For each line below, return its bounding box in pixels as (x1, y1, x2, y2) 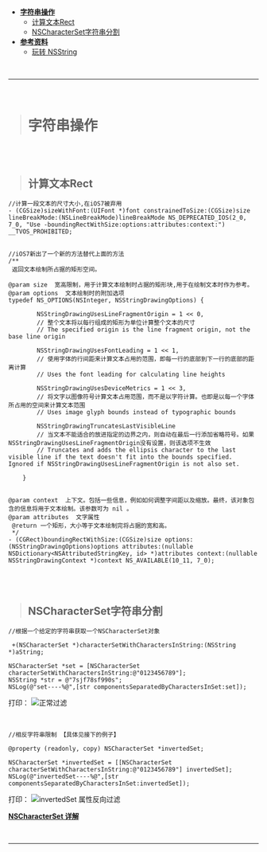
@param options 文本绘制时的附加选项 (8, 290, 125, 298)
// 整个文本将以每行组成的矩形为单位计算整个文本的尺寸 (37, 319, 196, 327)
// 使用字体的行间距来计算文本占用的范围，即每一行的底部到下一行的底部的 (37, 355, 249, 363)
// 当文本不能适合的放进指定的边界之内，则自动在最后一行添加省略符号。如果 (37, 431, 254, 439)
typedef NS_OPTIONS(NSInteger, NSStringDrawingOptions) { (8, 296, 204, 305)
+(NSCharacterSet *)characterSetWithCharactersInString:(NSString (11, 641, 237, 649)
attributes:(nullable (122, 543, 194, 551)
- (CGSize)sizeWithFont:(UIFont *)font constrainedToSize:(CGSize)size (8, 207, 250, 215)
